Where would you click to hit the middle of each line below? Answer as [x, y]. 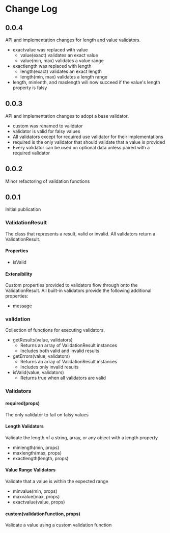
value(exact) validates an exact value [59, 55]
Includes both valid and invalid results [60, 351]
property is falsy [30, 88]
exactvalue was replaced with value [50, 50]
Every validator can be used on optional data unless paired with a [81, 147]
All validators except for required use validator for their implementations [88, 137]
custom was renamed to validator [48, 126]
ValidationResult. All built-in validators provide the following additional [78, 290]
